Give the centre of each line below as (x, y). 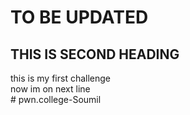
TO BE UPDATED (79, 17)
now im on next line (50, 89)
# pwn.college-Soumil (56, 99)
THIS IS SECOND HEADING (95, 54)
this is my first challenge (61, 78)
